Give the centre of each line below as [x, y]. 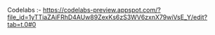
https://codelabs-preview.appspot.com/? [102, 10]
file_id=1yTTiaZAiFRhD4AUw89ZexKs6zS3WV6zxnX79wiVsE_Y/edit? [107, 17]
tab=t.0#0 [22, 24]
